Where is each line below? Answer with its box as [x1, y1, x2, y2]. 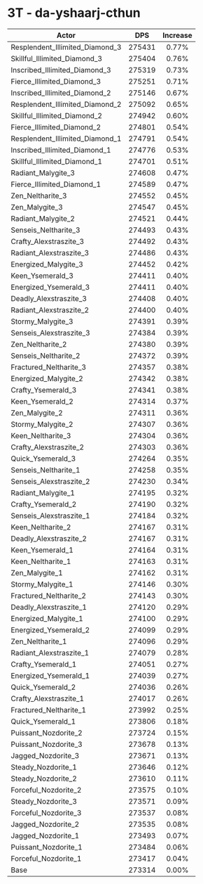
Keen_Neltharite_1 [10, 556, 71, 566]
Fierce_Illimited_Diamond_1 [10, 179, 101, 189]
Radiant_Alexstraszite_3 [10, 248, 90, 257]
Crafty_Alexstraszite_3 [10, 236, 85, 246]
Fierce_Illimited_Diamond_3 [10, 76, 101, 86]
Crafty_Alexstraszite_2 [10, 442, 85, 451]
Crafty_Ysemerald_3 [10, 385, 77, 395]
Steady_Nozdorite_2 [10, 774, 77, 783]
